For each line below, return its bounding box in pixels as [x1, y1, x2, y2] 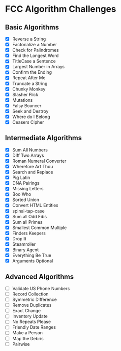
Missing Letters [12, 186, 44, 192]
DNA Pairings [12, 180, 40, 186]
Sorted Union [12, 197, 39, 203]
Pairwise [12, 341, 30, 347]
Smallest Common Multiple [12, 225, 67, 231]
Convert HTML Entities [12, 203, 59, 208]
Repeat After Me [12, 75, 46, 81]
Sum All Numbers [12, 146, 48, 153]
